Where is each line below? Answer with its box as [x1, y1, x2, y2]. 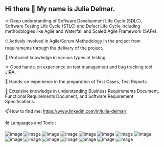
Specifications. [5, 98, 35, 104]
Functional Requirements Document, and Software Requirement [5, 93, 134, 99]
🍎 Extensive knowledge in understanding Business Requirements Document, [5, 88, 159, 94]
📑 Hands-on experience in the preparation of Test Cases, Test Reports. [5, 79, 148, 84]
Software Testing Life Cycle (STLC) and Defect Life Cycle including [5, 23, 141, 29]
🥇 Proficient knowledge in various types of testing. [5, 54, 107, 60]
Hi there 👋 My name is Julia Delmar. [5, 5, 115, 13]
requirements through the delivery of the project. [5, 45, 104, 51]
